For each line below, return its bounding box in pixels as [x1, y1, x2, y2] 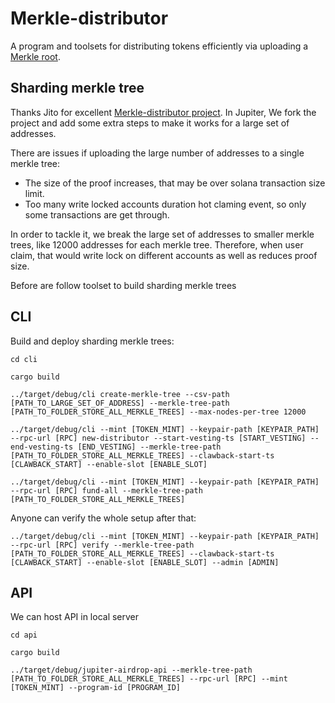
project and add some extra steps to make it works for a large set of [10, 117, 290, 129]
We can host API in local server [10, 611, 140, 623]
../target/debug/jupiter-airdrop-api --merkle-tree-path [10, 665, 253, 676]
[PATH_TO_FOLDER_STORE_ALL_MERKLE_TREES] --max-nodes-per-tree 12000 [10, 407, 307, 417]
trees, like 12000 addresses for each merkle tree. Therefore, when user [10, 238, 304, 251]
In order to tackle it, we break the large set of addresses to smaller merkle [10, 228, 315, 240]
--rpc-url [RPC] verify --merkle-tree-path [10, 540, 195, 550]
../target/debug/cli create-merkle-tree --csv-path [10, 389, 230, 399]
